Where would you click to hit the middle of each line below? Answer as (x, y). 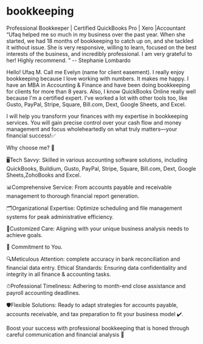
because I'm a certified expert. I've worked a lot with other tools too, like (97, 98)
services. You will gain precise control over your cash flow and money (94, 122)
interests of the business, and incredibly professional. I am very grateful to (99, 53)
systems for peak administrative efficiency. (60, 216)
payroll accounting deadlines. (43, 292)
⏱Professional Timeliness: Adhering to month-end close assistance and (96, 286)
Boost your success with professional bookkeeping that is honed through (98, 328)
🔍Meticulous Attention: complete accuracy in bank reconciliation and (93, 259)
